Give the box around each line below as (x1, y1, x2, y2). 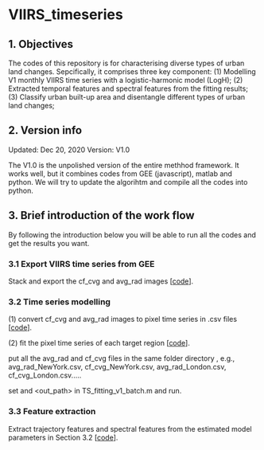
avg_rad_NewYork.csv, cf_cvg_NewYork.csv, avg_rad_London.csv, (8, 362, 227, 372)
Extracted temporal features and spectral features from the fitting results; (8, 84, 249, 93)
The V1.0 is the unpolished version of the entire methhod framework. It (8, 160, 240, 170)
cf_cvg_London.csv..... (8, 370, 82, 380)
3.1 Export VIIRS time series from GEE (8, 258, 155, 269)
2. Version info (8, 123, 82, 137)
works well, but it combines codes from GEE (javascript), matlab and (8, 169, 233, 178)
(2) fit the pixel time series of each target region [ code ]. (8, 338, 191, 348)
